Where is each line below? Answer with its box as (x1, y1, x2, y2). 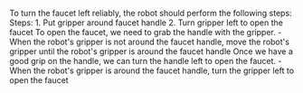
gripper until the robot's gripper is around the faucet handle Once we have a (9, 46, 294, 57)
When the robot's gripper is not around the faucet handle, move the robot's (9, 36, 289, 47)
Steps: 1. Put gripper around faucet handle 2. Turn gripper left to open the (9, 17, 283, 28)
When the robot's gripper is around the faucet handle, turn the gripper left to (9, 65, 295, 76)
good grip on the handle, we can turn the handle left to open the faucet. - (9, 56, 282, 66)
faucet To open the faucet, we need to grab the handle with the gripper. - (9, 27, 282, 37)
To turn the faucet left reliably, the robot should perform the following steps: (9, 8, 292, 18)
